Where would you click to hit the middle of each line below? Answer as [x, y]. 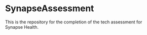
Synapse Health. [22, 27]
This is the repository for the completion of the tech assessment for [74, 22]
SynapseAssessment [50, 9]
